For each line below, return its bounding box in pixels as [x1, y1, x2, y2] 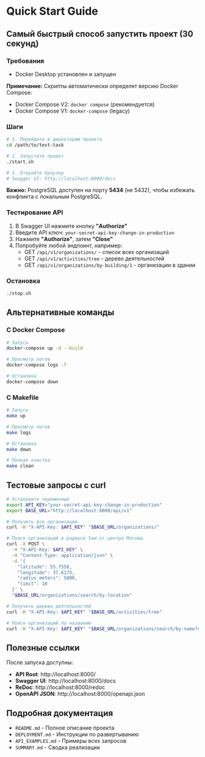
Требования [6, 56, 45, 65]
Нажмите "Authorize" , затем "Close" [15, 235, 113, 242]
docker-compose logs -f [6, 362, 67, 368]
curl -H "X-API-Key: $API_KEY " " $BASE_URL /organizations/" [6, 524, 160, 531]
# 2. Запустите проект [6, 153, 64, 159]
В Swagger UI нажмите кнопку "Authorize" [15, 222, 128, 229]
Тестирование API [6, 208, 63, 217]
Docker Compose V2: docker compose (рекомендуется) [15, 100, 155, 108]
